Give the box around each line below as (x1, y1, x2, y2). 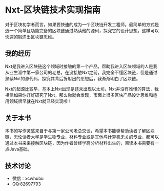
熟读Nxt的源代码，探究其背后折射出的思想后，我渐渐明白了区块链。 (5, 75, 141, 81)
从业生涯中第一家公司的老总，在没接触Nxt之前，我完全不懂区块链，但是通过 (5, 69, 158, 75)
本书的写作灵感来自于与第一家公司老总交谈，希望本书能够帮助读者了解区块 (5, 127, 155, 133)
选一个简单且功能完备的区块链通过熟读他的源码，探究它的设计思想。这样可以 (5, 27, 159, 33)
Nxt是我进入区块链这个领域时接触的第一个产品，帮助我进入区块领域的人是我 (5, 63, 158, 69)
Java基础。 (9, 146, 32, 152)
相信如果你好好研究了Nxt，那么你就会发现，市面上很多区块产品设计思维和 (5, 92, 154, 98)
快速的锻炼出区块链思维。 (5, 34, 57, 40)
